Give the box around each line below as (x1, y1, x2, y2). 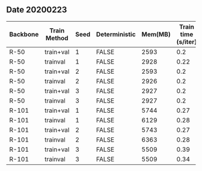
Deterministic (96, 30, 136, 38)
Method (45, 34, 69, 42)
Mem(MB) (141, 30, 171, 38)
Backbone (9, 30, 39, 38)
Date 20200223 (6, 5, 67, 15)
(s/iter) (176, 37, 197, 46)
